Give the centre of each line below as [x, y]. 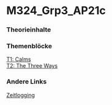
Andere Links [27, 82]
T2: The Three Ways [32, 66]
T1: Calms [19, 59]
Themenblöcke [29, 46]
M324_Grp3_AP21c [56, 11]
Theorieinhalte [29, 30]
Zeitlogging [21, 95]
